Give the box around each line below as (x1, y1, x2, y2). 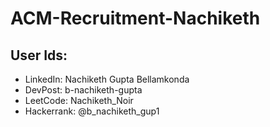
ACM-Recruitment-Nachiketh (10, 7, 261, 30)
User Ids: (10, 47, 68, 64)
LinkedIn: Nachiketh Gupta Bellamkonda (24, 73, 190, 85)
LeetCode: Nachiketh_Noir (24, 95, 134, 106)
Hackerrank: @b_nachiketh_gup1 (24, 105, 160, 117)
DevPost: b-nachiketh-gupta (24, 84, 143, 96)
